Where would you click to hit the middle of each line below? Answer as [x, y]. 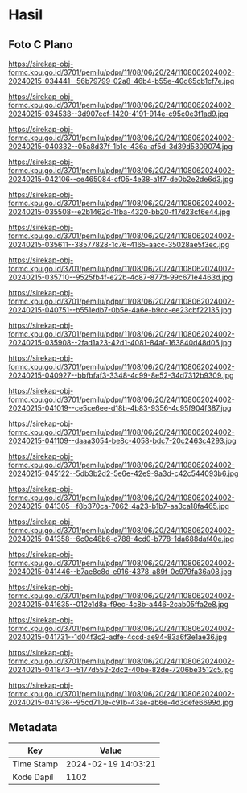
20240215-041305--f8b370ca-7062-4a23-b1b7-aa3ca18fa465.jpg [119, 506]
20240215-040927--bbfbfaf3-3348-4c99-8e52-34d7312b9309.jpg [121, 375]
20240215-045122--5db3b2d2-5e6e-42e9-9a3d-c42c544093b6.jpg [123, 473]
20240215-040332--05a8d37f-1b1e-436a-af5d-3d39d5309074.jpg [121, 146]
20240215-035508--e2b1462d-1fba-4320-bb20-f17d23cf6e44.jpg [119, 212]
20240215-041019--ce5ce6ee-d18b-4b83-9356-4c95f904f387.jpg [120, 408]
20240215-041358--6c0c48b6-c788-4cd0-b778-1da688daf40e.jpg [121, 539]
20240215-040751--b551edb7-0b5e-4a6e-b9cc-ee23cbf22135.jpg [120, 310]
